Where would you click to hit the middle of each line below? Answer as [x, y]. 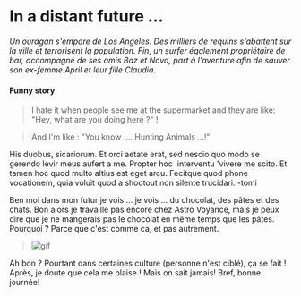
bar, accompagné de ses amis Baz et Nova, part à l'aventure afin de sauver [150, 60]
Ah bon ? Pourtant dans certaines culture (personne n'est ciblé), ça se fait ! [148, 263]
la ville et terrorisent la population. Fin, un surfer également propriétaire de [147, 50]
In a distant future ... [86, 17]
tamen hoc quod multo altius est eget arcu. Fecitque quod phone [129, 173]
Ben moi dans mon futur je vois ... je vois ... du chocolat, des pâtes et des [144, 200]
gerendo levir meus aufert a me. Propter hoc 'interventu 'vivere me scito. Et [148, 164]
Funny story [32, 90]
